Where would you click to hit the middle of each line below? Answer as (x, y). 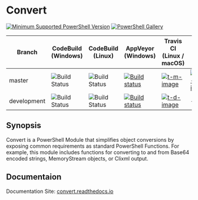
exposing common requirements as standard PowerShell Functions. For (93, 146)
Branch (27, 52)
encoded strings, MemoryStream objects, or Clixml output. (77, 158)
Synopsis (24, 126)
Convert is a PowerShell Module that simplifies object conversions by (90, 139)
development (27, 101)
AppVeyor (140, 48)
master (19, 80)
